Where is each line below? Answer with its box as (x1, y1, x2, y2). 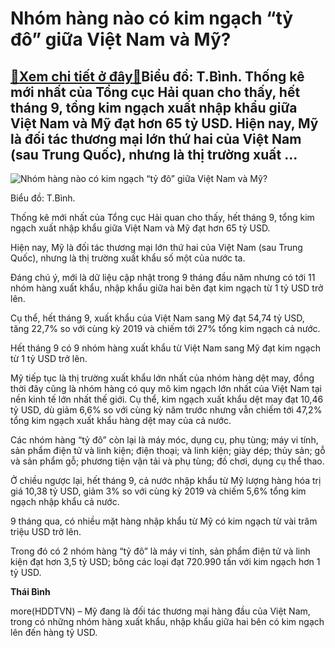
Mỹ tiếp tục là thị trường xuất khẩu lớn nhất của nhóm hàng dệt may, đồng (10, 372, 315, 384)
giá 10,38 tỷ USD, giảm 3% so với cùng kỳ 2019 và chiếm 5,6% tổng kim (10, 485, 307, 497)
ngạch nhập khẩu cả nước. (10, 496, 120, 507)
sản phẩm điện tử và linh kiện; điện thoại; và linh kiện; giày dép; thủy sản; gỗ (10, 445, 326, 456)
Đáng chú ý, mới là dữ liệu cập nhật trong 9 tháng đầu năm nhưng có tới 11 (10, 272, 316, 283)
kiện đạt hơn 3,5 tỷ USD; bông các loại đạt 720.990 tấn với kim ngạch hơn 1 (10, 556, 321, 567)
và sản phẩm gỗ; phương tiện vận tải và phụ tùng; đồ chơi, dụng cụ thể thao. (10, 455, 325, 467)
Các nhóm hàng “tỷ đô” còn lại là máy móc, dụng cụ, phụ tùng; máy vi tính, (10, 434, 319, 446)
